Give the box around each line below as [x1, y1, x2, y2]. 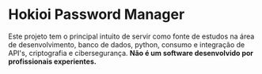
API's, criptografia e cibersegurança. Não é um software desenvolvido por [8, 48, 254, 57]
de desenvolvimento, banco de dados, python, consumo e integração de [8, 39, 245, 49]
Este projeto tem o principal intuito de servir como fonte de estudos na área [8, 31, 255, 41]
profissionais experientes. [8, 57, 97, 66]
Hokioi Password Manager [8, 6, 185, 24]
